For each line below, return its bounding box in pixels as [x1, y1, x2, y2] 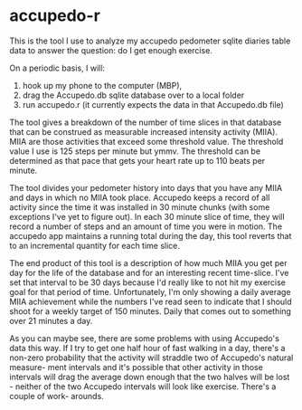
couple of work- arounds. [9, 390, 104, 401]
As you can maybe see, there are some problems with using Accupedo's [9, 332, 280, 344]
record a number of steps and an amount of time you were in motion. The [9, 221, 283, 232]
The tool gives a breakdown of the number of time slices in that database [9, 117, 282, 128]
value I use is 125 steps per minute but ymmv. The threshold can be [9, 146, 260, 157]
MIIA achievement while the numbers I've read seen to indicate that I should [9, 296, 292, 307]
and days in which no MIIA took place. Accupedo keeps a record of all [9, 192, 270, 203]
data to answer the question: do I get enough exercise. [9, 44, 212, 55]
